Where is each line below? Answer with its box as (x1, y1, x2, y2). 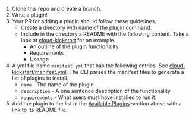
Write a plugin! (11, 11, 48, 18)
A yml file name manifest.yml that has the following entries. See (11, 62, 168, 69)
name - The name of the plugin (20, 81, 94, 88)
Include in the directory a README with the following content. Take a (20, 30, 189, 38)
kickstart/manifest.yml (11, 69, 67, 75)
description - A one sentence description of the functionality (20, 88, 171, 94)
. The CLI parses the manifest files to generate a (66, 69, 184, 75)
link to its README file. (11, 107, 68, 113)
